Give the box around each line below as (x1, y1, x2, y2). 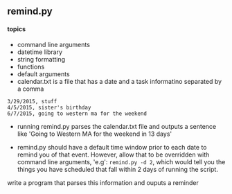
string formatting (17, 55, 66, 63)
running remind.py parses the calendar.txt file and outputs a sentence (17, 122, 217, 130)
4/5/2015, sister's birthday (7, 104, 91, 111)
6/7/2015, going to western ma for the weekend (7, 110, 148, 117)
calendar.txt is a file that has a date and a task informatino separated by (17, 77, 222, 85)
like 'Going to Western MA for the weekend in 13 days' (17, 130, 172, 138)
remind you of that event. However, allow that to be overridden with (17, 150, 210, 159)
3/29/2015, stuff (7, 98, 57, 105)
